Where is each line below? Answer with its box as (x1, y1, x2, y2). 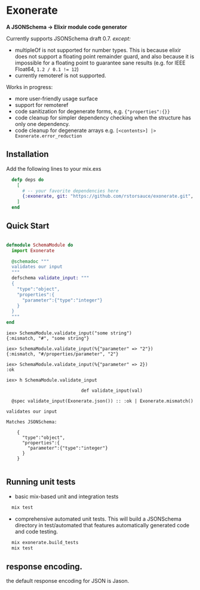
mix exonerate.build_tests (11, 539, 79, 545)
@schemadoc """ (11, 258, 50, 265)
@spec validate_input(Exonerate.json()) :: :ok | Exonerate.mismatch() (11, 398, 194, 404)
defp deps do (11, 177, 44, 183)
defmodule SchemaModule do (6, 242, 73, 248)
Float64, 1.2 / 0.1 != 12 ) (14, 65, 79, 72)
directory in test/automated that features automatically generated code (14, 521, 190, 528)
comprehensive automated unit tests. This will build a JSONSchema (14, 515, 182, 523)
